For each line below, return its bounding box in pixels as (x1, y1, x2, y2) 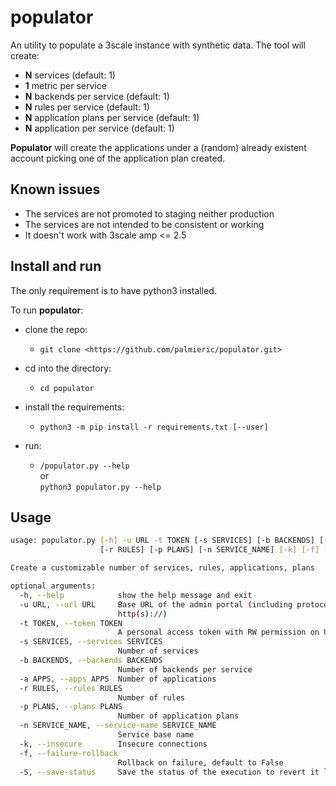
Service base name (117, 730, 195, 740)
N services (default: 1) (24, 69, 116, 81)
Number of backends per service (117, 664, 253, 675)
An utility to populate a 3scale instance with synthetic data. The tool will (10, 39, 306, 51)
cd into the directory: (24, 362, 112, 374)
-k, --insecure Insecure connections (19, 739, 208, 749)
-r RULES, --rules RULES (19, 683, 123, 693)
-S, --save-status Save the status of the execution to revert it (19, 767, 320, 777)
